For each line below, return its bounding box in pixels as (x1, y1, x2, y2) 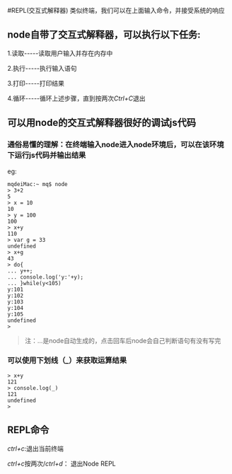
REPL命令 (7, 424, 50, 437)
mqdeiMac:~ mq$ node (7, 180, 69, 187)
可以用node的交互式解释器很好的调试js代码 (7, 117, 197, 129)
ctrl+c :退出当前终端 (7, 444, 64, 453)
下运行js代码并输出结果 (7, 151, 86, 161)
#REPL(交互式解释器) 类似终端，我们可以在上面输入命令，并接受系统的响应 (7, 6, 225, 14)
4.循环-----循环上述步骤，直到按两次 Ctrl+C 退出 (7, 94, 146, 103)
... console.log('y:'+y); (7, 273, 83, 281)
